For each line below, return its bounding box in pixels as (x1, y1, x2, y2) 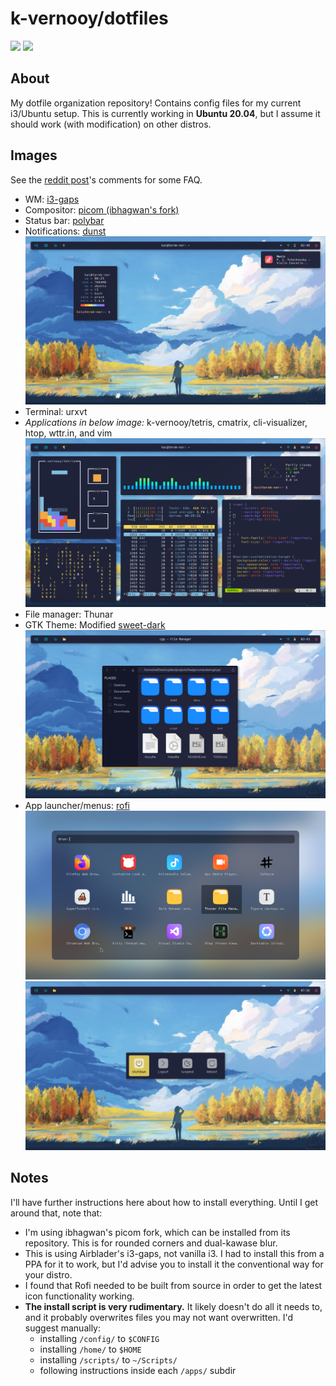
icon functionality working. (24, 1290, 135, 1302)
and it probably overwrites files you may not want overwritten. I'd (24, 1311, 294, 1323)
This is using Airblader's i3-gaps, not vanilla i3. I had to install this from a (24, 1247, 325, 1259)
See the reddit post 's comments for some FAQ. (10, 173, 203, 186)
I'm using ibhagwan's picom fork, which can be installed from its (24, 1226, 291, 1238)
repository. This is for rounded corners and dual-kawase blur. (24, 1237, 278, 1249)
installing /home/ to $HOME (39, 1343, 142, 1355)
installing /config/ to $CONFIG (39, 1332, 160, 1344)
